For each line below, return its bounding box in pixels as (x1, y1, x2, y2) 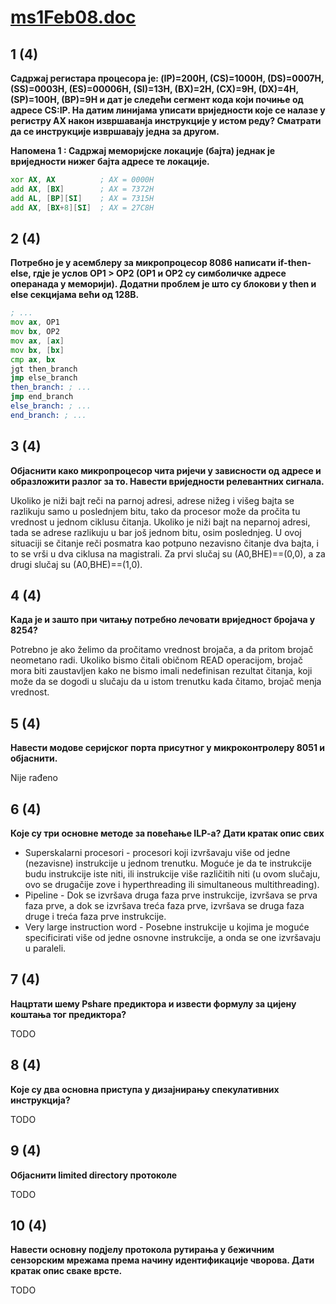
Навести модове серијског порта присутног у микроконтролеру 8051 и (10, 742, 325, 754)
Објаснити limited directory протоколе (10, 1169, 178, 1181)
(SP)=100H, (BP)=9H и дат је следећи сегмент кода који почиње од (10, 94, 304, 105)
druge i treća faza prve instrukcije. (24, 911, 167, 923)
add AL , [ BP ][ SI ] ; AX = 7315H (10, 193, 155, 203)
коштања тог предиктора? (10, 1008, 127, 1020)
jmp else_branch (10, 373, 78, 383)
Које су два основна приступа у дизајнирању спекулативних (10, 1083, 280, 1095)
